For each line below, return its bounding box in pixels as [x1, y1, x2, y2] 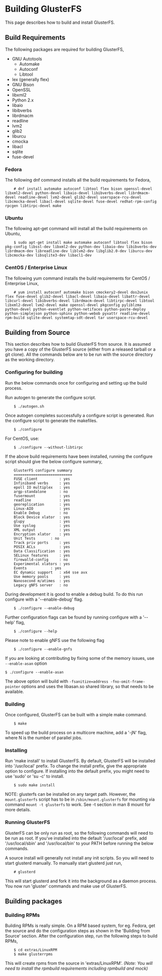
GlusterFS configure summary [14, 468, 73, 473]
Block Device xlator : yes [14, 515, 70, 520]
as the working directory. [5, 357, 55, 363]
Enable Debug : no [14, 510, 68, 515]
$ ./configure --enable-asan [5, 670, 64, 674]
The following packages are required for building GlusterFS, [5, 46, 124, 52]
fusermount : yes [14, 493, 70, 498]
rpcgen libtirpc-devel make [5, 203, 62, 208]
